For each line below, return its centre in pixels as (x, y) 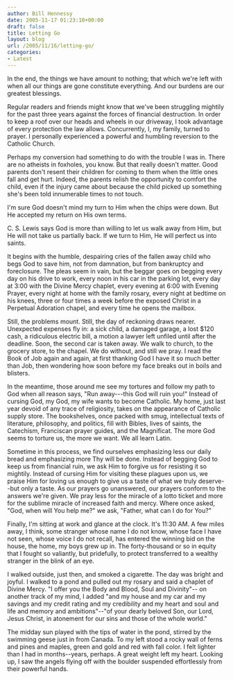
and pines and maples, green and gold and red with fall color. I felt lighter (112, 647)
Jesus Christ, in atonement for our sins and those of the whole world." (107, 618)
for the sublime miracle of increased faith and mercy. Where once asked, (111, 503)
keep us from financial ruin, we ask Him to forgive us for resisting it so (107, 466)
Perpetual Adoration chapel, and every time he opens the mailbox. (102, 308)
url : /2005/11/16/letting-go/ (51, 46)
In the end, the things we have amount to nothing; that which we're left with (115, 78)
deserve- (211, 481)
